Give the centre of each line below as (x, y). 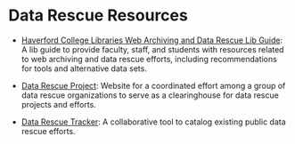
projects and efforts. (59, 104)
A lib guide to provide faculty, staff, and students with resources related (152, 49)
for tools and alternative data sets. (84, 68)
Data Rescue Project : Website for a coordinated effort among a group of (153, 85)
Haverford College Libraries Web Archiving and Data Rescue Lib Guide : (152, 40)
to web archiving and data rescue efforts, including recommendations (149, 59)
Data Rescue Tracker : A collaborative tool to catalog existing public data (153, 122)
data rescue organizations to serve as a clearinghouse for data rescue (150, 95)
